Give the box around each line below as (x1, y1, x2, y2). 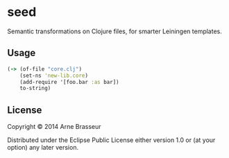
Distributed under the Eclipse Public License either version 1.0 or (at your (7, 136, 216, 144)
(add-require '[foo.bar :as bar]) (19, 78, 119, 85)
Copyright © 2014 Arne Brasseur (7, 123, 102, 131)
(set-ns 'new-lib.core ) (19, 72, 89, 79)
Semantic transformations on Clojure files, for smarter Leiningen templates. (7, 27, 222, 35)
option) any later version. (7, 143, 78, 152)
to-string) (19, 85, 51, 92)
